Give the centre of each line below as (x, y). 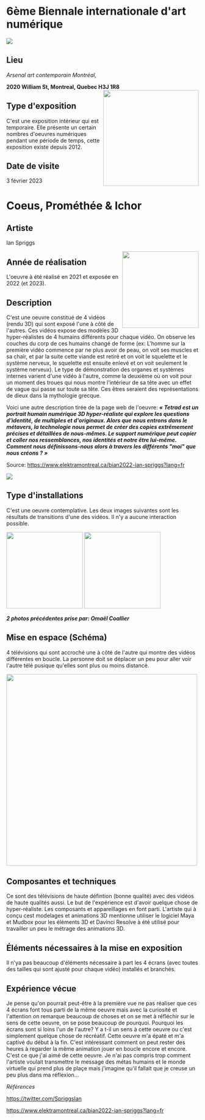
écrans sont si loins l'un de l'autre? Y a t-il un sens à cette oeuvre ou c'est (99, 1029)
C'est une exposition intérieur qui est (52, 121)
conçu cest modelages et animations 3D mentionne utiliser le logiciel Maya (100, 916)
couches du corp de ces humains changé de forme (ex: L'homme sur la (96, 343)
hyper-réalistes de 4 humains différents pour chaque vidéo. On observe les (101, 337)
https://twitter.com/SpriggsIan (44, 1099)
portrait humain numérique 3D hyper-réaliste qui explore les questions (98, 414)
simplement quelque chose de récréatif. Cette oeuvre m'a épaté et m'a (95, 1036)
